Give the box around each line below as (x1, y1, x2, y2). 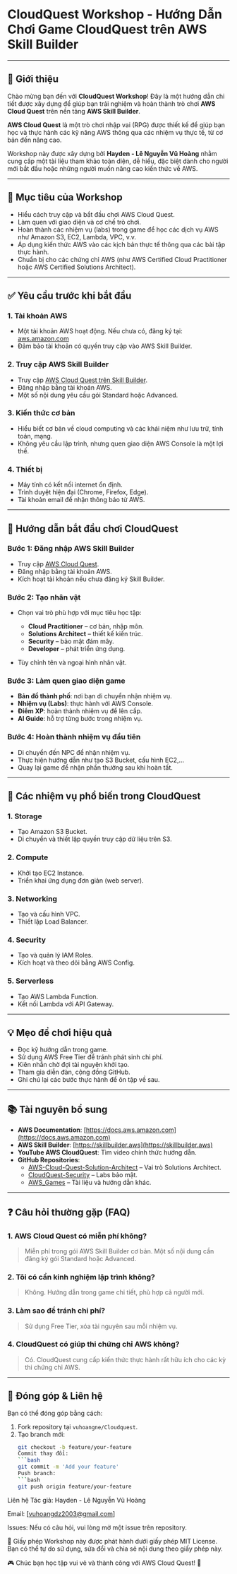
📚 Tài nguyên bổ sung (7, 1103, 108, 1115)
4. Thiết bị (7, 464, 43, 474)
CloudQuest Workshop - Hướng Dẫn (7, 6, 222, 23)
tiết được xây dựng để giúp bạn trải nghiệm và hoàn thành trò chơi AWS (7, 99, 216, 108)
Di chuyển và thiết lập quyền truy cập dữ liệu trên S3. (17, 835, 172, 843)
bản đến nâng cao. (7, 136, 62, 144)
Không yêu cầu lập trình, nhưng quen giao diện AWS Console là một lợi (17, 439, 224, 448)
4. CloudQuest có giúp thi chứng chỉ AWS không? (7, 1340, 180, 1349)
